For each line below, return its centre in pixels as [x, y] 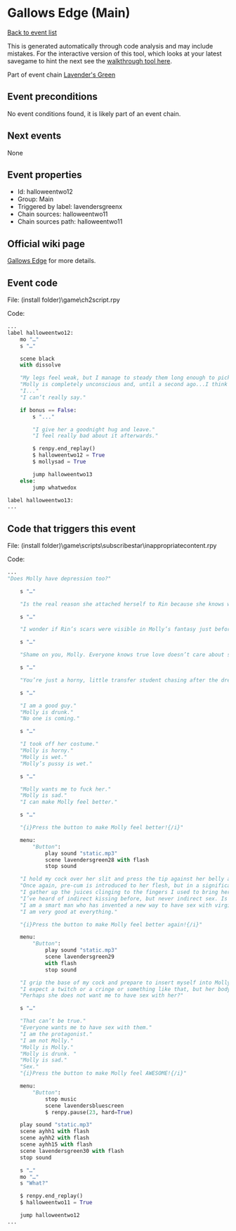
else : [28, 481]
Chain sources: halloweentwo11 [63, 214]
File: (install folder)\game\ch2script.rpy [64, 300]
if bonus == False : [48, 410]
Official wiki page [46, 244]
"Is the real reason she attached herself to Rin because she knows [122, 604]
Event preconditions [53, 97]
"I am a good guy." [48, 706]
